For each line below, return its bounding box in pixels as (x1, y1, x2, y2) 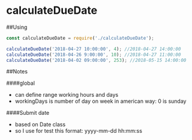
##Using (6, 23, 28, 31)
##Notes (6, 68, 28, 75)
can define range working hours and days (14, 91, 119, 99)
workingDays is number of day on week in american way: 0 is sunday (14, 97, 187, 105)
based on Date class (14, 121, 66, 128)
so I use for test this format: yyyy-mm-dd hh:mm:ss (14, 127, 143, 135)
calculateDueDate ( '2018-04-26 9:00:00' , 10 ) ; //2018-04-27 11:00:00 (6, 52, 181, 58)
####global (6, 79, 35, 87)
